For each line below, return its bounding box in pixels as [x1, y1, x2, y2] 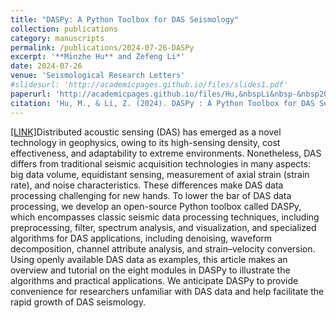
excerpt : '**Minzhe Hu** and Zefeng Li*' [10, 52, 186, 62]
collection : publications [10, 24, 118, 34]
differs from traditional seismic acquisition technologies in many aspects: [10, 157, 312, 170]
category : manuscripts [10, 33, 105, 43]
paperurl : [10, 89, 52, 99]
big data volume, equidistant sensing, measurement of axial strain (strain [10, 168, 310, 180]
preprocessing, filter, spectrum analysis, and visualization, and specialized [10, 221, 317, 233]
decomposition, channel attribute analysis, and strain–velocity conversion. [10, 242, 316, 255]
